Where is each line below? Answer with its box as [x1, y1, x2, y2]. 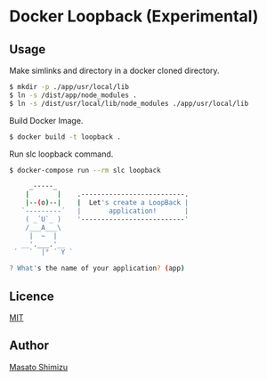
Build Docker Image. [9, 115, 84, 126]
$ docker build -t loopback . [9, 132, 122, 142]
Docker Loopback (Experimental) [9, 6, 259, 27]
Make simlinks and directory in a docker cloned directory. [9, 65, 220, 76]
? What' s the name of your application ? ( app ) [9, 264, 185, 273]
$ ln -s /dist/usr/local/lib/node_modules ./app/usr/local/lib [9, 99, 249, 108]
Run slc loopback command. [9, 149, 114, 159]
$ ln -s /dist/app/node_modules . [9, 91, 138, 100]
